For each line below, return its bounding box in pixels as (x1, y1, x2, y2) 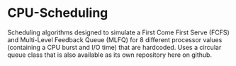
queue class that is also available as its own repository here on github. (7, 51, 213, 59)
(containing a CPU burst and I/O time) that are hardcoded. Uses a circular (7, 43, 222, 51)
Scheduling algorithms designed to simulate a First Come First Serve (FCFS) (7, 28, 230, 37)
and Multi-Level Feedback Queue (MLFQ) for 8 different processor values (7, 35, 223, 44)
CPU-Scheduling (7, 5, 108, 21)
